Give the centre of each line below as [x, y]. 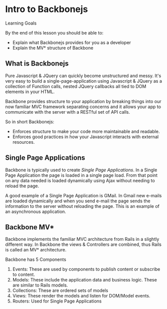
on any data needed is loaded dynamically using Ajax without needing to [80, 180]
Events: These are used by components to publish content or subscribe [86, 269]
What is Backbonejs [37, 64]
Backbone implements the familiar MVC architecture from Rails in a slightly [82, 239]
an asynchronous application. [36, 211]
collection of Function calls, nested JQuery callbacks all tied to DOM [76, 86]
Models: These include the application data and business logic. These [85, 280]
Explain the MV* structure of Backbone [53, 48]
